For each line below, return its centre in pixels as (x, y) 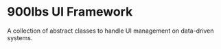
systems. (20, 37)
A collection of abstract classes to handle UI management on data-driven (110, 31)
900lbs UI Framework (70, 12)
